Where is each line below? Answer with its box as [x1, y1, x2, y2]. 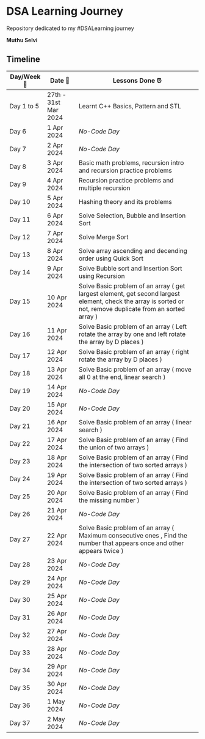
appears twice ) [78, 546, 124, 555]
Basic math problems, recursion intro [78, 158, 184, 167]
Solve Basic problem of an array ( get [78, 282, 185, 290]
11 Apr [46, 326, 67, 334]
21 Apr [46, 506, 67, 514]
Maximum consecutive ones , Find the [78, 531, 188, 539]
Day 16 [9, 329, 31, 338]
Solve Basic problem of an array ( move [78, 365, 192, 373]
